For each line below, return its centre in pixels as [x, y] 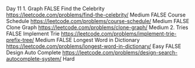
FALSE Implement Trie [33, 34]
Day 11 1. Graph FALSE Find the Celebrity [56, 9]
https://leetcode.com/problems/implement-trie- [119, 34]
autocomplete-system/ [34, 59]
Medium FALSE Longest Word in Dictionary [87, 40]
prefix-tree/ [20, 40]
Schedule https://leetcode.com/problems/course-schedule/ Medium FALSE [98, 21]
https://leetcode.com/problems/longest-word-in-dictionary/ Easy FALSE [94, 46]
